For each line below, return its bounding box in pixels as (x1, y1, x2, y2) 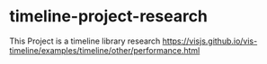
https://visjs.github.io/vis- (162, 36, 258, 46)
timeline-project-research (9, 6, 209, 27)
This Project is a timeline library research (9, 36, 161, 46)
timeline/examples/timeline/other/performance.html (9, 44, 200, 55)
